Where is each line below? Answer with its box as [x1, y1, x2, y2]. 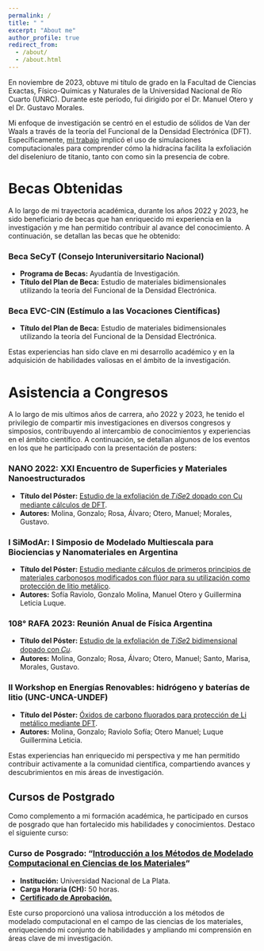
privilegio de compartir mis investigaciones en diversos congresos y [8, 418, 231, 428]
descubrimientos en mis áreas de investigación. [8, 767, 164, 777]
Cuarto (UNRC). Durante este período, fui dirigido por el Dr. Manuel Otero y [8, 94, 254, 104]
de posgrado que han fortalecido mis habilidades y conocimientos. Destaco [8, 819, 255, 829]
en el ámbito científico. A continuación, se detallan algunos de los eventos [8, 435, 251, 445]
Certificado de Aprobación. [19, 892, 113, 902]
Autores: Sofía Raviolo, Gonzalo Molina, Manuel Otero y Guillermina [19, 590, 242, 599]
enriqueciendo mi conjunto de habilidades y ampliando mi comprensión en [8, 925, 252, 934]
